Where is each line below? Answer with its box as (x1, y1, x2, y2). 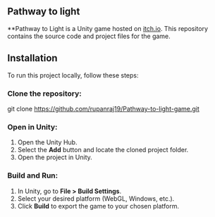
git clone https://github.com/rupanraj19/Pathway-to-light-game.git (7, 104, 199, 113)
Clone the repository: (7, 88, 82, 98)
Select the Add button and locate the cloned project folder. (17, 146, 189, 154)
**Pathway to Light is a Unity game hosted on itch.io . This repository (7, 24, 209, 32)
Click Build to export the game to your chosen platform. (17, 201, 180, 210)
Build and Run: (7, 170, 59, 180)
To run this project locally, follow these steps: (7, 70, 139, 80)
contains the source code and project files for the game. (7, 32, 171, 40)
